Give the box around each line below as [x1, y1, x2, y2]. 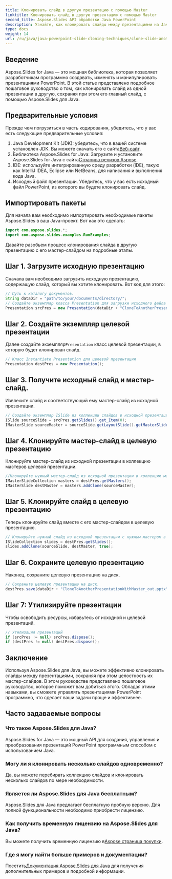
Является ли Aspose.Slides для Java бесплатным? [5, 790, 137, 797]
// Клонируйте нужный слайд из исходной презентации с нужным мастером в [5, 534, 166, 539]
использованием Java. [5, 747, 55, 753]
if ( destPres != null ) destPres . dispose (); [5, 639, 100, 645]
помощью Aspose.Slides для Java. [5, 96, 80, 102]
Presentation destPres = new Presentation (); [5, 362, 104, 367]
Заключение [5, 653, 48, 662]
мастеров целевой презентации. [5, 463, 77, 470]
